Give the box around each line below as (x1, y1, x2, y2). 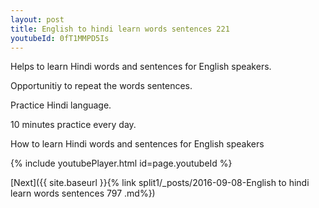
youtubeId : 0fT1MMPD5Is (10, 33, 110, 43)
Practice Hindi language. (10, 99, 112, 111)
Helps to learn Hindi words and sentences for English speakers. (10, 61, 272, 73)
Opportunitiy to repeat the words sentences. (10, 80, 193, 92)
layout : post (10, 14, 65, 25)
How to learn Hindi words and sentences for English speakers (10, 138, 265, 150)
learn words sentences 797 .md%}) (10, 187, 156, 200)
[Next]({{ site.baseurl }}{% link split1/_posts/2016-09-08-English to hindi (10, 177, 310, 189)
